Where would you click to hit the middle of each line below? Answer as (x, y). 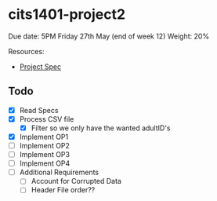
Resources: (26, 51)
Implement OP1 (44, 137)
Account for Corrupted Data (76, 181)
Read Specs (39, 110)
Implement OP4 (45, 163)
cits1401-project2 (67, 15)
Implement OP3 (45, 155)
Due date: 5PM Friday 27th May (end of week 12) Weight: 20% (109, 36)
